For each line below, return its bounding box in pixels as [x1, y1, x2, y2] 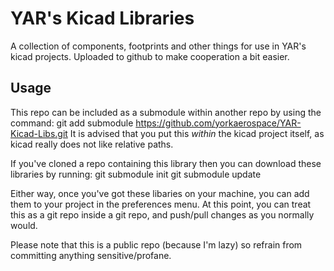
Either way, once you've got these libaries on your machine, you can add [10, 187, 310, 199]
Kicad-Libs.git [10, 127, 68, 139]
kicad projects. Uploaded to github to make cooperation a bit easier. [10, 50, 290, 62]
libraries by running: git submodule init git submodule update [10, 168, 262, 180]
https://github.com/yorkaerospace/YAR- [135, 117, 302, 129]
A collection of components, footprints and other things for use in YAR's [10, 40, 307, 52]
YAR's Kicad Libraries [10, 7, 195, 30]
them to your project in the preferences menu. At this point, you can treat [10, 198, 312, 210]
